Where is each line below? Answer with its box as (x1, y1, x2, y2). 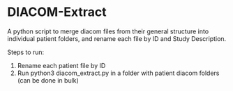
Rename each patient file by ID (17, 61, 106, 69)
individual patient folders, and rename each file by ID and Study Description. (7, 34, 227, 42)
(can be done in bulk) (17, 76, 79, 84)
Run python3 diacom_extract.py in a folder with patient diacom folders (17, 69, 220, 77)
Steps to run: (7, 48, 45, 56)
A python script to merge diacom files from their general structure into (7, 27, 209, 35)
